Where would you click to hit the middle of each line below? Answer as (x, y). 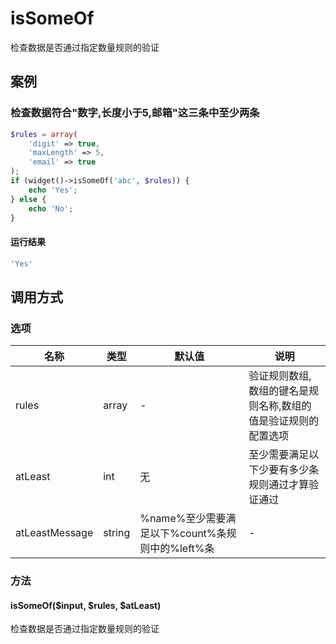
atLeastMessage (54, 533)
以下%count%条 (188, 534)
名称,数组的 (285, 406)
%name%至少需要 (183, 519)
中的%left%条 (182, 549)
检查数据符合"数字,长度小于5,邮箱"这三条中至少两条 (135, 113)
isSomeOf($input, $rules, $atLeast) (86, 605)
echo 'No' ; (51, 208)
